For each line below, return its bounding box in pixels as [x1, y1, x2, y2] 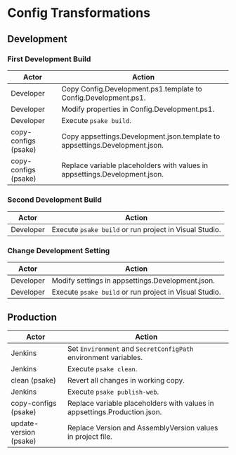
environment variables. [67, 353, 143, 363]
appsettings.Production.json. [67, 407, 162, 417]
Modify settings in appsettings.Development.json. [51, 276, 216, 286]
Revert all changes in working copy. [67, 376, 185, 385]
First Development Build [7, 54, 91, 64]
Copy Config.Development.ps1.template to [61, 84, 202, 94]
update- [11, 418, 39, 428]
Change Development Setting [7, 246, 110, 256]
